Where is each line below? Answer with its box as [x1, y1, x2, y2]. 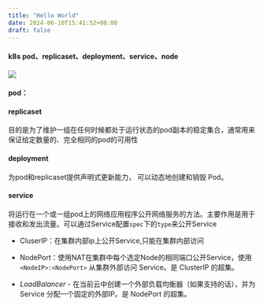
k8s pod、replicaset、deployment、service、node [8, 51, 179, 61]
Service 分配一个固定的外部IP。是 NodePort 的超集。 [19, 289, 191, 298]
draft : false [8, 26, 51, 34]
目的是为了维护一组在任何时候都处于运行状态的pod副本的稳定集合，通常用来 [8, 125, 256, 135]
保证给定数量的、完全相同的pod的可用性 [8, 135, 139, 144]
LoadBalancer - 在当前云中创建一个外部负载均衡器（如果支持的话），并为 [19, 279, 256, 289]
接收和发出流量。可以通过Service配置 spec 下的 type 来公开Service [8, 218, 217, 229]
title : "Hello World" [8, 11, 80, 20]
